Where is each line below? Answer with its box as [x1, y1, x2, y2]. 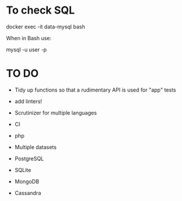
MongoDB [14, 178, 39, 185]
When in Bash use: [6, 34, 52, 41]
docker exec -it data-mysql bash [6, 23, 85, 30]
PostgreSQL [14, 155, 44, 162]
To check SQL [6, 4, 75, 17]
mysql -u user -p [6, 46, 47, 53]
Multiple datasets [14, 143, 57, 151]
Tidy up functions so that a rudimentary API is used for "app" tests [14, 86, 177, 93]
